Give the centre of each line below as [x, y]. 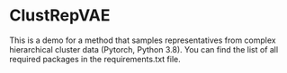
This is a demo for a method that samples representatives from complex [143, 40]
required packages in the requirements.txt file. [95, 59]
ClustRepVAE [60, 16]
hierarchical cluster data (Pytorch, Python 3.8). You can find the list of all [144, 49]
